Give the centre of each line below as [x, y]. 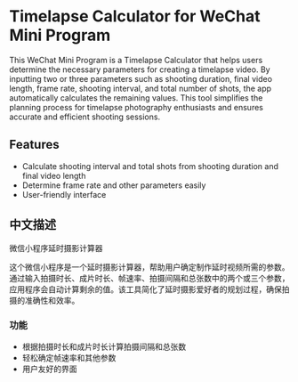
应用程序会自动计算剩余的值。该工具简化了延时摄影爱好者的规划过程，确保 [145, 289]
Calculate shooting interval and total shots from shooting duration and [150, 166]
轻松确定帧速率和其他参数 [69, 357]
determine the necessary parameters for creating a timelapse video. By [140, 69]
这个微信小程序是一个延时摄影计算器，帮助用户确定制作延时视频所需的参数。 [149, 267]
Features [34, 145]
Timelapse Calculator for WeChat [135, 16]
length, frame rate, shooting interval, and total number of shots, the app [141, 88]
